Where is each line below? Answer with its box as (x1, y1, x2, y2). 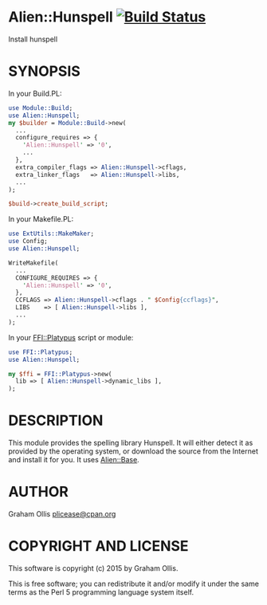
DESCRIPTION (8, 411, 104, 430)
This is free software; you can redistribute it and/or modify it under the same (8, 579, 259, 588)
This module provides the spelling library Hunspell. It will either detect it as (8, 438, 253, 448)
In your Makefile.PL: (8, 214, 74, 224)
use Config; (8, 238, 48, 246)
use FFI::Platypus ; (8, 348, 73, 356)
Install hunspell (8, 34, 58, 44)
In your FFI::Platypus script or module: (8, 332, 134, 342)
